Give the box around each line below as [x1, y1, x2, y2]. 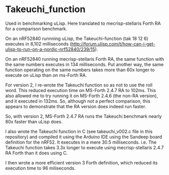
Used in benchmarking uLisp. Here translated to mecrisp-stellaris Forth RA [5, 20, 161, 26]
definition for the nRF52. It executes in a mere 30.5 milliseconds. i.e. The [5, 139, 157, 145]
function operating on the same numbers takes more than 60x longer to [5, 67, 155, 73]
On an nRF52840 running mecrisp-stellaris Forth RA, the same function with [5, 56, 164, 62]
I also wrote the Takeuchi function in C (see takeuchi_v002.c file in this [5, 128, 153, 135]
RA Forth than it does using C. [5, 150, 68, 156]
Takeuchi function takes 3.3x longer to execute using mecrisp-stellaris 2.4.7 [5, 144, 164, 150]
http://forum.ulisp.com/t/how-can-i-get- [71, 40, 156, 47]
